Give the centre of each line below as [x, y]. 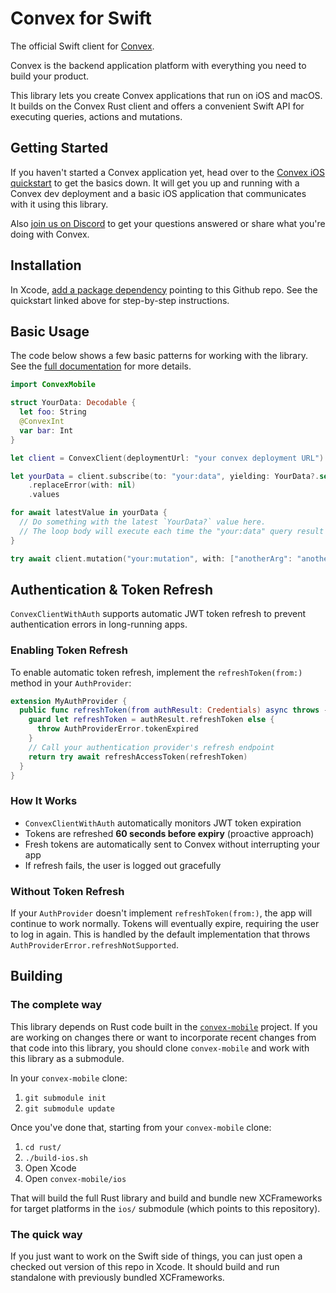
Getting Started [59, 148]
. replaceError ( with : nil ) [82, 485]
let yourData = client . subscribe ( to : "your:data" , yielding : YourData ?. [165, 476]
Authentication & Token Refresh [111, 589]
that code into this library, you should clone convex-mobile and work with [160, 1048]
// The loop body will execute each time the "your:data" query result [172, 531]
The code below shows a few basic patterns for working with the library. [159, 356]
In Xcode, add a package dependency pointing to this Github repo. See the [164, 289]
